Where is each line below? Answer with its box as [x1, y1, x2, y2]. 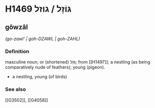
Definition [5, 48, 30, 55]
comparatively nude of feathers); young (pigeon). [5, 65, 105, 70]
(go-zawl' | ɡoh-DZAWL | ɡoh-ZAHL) [5, 36, 80, 42]
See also [5, 86, 26, 93]
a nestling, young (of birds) [12, 74, 67, 80]
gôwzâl [5, 23, 28, 31]
